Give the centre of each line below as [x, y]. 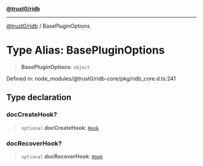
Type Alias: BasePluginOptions [85, 50]
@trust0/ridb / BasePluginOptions [48, 26]
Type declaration [39, 98]
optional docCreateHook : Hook [60, 128]
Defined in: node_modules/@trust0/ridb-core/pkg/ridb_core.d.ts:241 [91, 78]
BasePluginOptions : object [55, 67]
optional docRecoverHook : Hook [62, 156]
